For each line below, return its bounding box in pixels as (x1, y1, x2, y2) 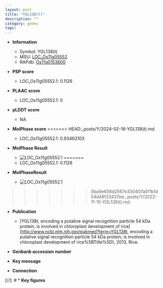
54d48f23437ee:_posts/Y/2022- (91, 194, 158, 200)
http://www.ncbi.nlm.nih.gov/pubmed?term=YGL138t (21, 229, 128, 235)
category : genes (5, 21, 38, 26)
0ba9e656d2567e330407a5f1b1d (91, 188, 159, 195)
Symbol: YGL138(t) (19, 49, 58, 55)
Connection (12, 268, 37, 274)
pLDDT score (12, 107, 40, 113)
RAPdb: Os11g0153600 (19, 59, 66, 65)
